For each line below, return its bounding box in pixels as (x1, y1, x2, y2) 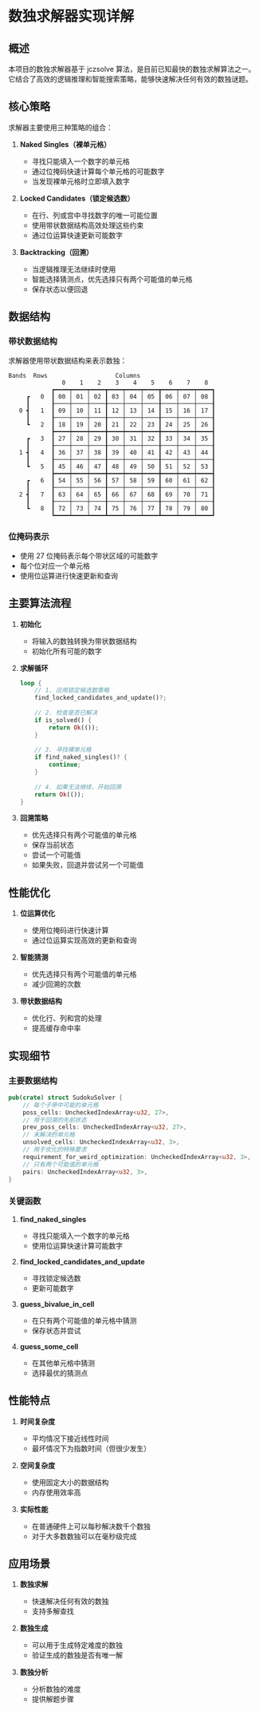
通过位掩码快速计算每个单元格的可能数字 (31, 166, 165, 176)
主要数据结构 (8, 1075, 58, 1086)
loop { (19, 679, 42, 687)
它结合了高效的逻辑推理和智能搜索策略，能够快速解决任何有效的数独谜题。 (8, 74, 253, 84)
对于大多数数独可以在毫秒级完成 (31, 1531, 137, 1541)
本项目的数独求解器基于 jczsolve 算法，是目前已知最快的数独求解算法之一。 (8, 65, 256, 73)
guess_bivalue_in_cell (19, 1299, 95, 1308)
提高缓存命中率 (31, 1023, 81, 1033)
